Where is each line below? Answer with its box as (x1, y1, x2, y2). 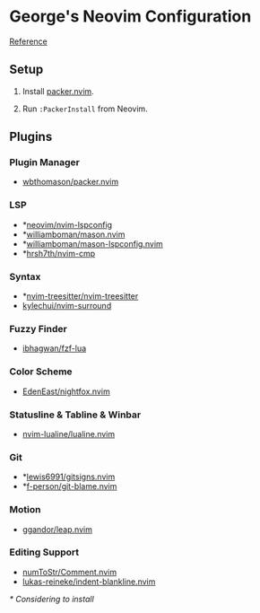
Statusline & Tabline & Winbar (9, 408, 142, 421)
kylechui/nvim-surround (22, 301, 112, 311)
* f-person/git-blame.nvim (22, 481, 117, 492)
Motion (9, 504, 41, 516)
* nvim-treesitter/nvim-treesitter (22, 291, 139, 302)
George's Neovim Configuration (9, 6, 252, 27)
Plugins (9, 129, 53, 144)
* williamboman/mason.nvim (22, 229, 126, 240)
